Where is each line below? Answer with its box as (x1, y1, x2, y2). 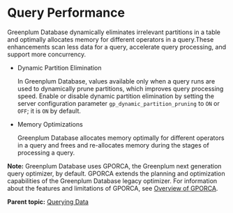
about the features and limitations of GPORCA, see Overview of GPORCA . (7, 184, 218, 192)
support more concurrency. (7, 50, 86, 58)
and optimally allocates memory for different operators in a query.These (7, 35, 214, 43)
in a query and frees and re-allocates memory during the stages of (17, 141, 209, 149)
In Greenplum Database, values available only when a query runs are (17, 77, 216, 85)
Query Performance (7, 5, 126, 21)
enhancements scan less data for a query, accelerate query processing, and (7, 42, 227, 51)
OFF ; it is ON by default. (17, 106, 82, 115)
